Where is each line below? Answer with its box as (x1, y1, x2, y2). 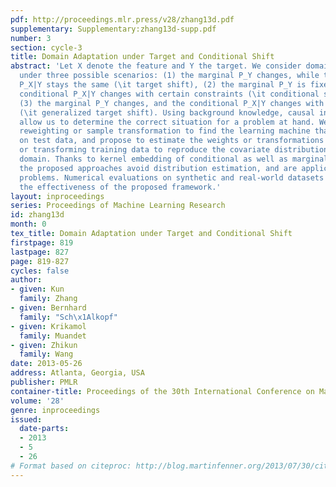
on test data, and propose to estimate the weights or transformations (19, 136, 325, 146)
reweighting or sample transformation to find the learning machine (19, 126, 311, 136)
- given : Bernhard (10, 303, 87, 313)
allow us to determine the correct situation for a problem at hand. (19, 117, 315, 127)
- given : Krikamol (10, 321, 87, 331)
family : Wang (19, 349, 74, 360)
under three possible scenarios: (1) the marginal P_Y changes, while (19, 71, 320, 81)
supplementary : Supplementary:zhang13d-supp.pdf (10, 24, 217, 34)
